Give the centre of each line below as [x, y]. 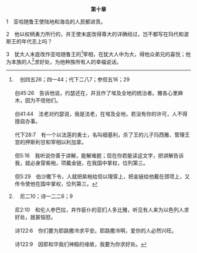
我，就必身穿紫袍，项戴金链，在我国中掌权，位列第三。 [81, 163]
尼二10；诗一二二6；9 [46, 196]
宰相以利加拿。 [69, 142]
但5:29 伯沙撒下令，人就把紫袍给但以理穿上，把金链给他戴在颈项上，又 [102, 177]
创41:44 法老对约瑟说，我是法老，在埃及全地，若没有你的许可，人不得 [101, 114]
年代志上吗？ [37, 41]
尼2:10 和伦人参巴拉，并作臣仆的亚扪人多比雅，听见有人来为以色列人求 [102, 210]
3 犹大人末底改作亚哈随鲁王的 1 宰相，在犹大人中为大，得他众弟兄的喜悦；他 [98, 54]
